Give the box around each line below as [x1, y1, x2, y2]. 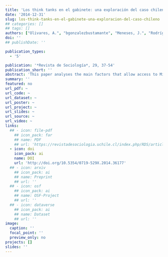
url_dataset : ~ [5, 95, 37, 100]
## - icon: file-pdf [9, 128, 52, 133]
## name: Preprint [14, 174, 52, 179]
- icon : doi [9, 146, 35, 152]
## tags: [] [5, 26, 30, 31]
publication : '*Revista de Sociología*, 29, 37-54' [5, 63, 115, 68]
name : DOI [14, 156, 35, 161]
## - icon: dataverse [9, 202, 55, 207]
